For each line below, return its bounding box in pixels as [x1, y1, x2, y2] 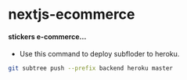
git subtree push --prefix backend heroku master [8, 64, 174, 72]
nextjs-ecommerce [8, 5, 135, 24]
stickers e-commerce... [8, 31, 87, 41]
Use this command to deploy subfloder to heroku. [19, 49, 180, 59]
